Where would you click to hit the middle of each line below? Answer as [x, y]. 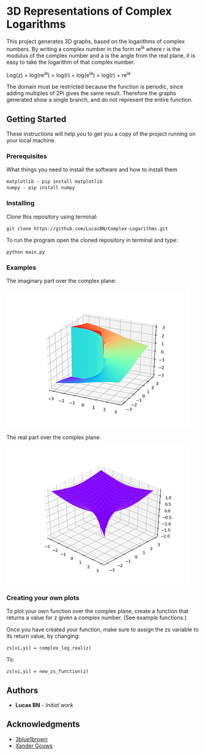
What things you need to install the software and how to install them [92, 169]
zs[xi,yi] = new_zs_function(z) [47, 672]
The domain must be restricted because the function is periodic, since [95, 87]
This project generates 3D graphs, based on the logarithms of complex [96, 41]
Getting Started [36, 119]
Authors [22, 690]
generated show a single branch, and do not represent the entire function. [99, 100]
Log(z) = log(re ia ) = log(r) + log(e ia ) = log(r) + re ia [68, 74]
